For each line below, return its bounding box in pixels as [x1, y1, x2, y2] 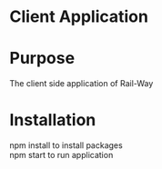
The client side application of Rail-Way [9, 78, 154, 89]
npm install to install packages [9, 140, 123, 151]
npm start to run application [9, 150, 114, 161]
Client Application [9, 6, 148, 27]
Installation [9, 110, 96, 131]
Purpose [9, 48, 76, 69]
